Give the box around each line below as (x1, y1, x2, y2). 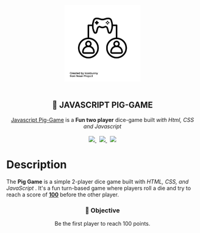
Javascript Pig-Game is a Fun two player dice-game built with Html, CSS (11, 116, 194, 123)
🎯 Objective (85, 206, 120, 215)
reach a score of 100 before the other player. (6, 191, 119, 198)
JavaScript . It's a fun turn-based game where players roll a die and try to (6, 184, 191, 192)
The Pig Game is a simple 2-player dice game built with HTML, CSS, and (6, 177, 189, 185)
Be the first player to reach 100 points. (54, 220, 151, 228)
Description (6, 158, 67, 171)
